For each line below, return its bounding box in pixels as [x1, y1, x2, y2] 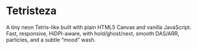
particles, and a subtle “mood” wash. [6, 36, 96, 43]
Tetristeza [6, 4, 57, 18]
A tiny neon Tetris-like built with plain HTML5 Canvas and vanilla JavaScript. [6, 24, 192, 31]
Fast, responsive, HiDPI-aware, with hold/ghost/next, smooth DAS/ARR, [6, 30, 180, 37]
